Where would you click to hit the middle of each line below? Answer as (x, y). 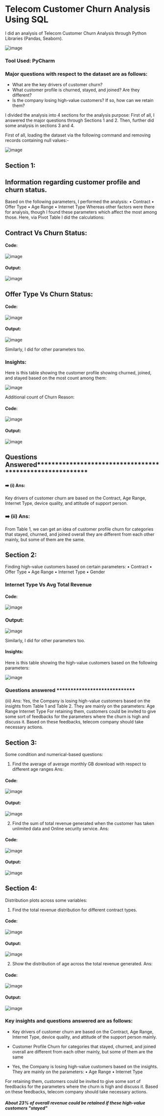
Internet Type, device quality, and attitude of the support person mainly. (84, 1037)
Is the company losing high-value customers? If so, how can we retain (83, 100)
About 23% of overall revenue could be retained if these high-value (75, 1103)
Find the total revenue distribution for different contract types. (75, 910)
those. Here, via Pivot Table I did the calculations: (55, 217)
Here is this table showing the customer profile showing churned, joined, (78, 373)
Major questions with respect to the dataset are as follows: (76, 74)
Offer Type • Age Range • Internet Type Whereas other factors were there (80, 207)
